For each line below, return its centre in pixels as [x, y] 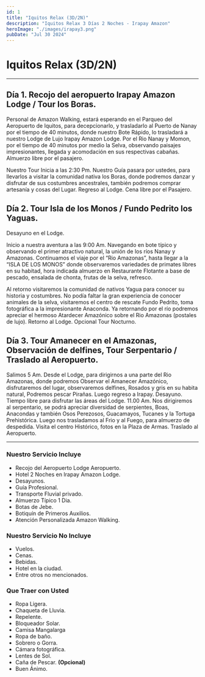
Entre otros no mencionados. [52, 575]
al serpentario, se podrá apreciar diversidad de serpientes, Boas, [88, 407]
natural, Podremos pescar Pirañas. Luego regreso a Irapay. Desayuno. [95, 394]
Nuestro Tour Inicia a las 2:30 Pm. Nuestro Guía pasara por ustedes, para [98, 170]
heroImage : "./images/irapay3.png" [52, 29]
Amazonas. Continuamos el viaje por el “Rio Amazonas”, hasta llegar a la [97, 258]
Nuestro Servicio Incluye [44, 455]
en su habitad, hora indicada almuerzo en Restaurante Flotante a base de [98, 271]
